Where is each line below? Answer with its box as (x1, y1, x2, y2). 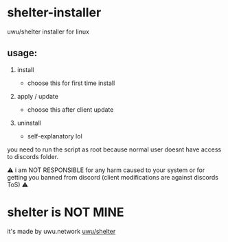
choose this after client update (27, 105, 114, 114)
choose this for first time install (27, 79, 115, 87)
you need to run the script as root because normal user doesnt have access (7, 145, 222, 154)
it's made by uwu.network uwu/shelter (7, 227, 116, 235)
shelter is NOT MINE (7, 204, 125, 220)
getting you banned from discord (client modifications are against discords (7, 173, 218, 181)
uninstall (16, 119, 41, 127)
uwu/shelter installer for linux (7, 27, 89, 36)
